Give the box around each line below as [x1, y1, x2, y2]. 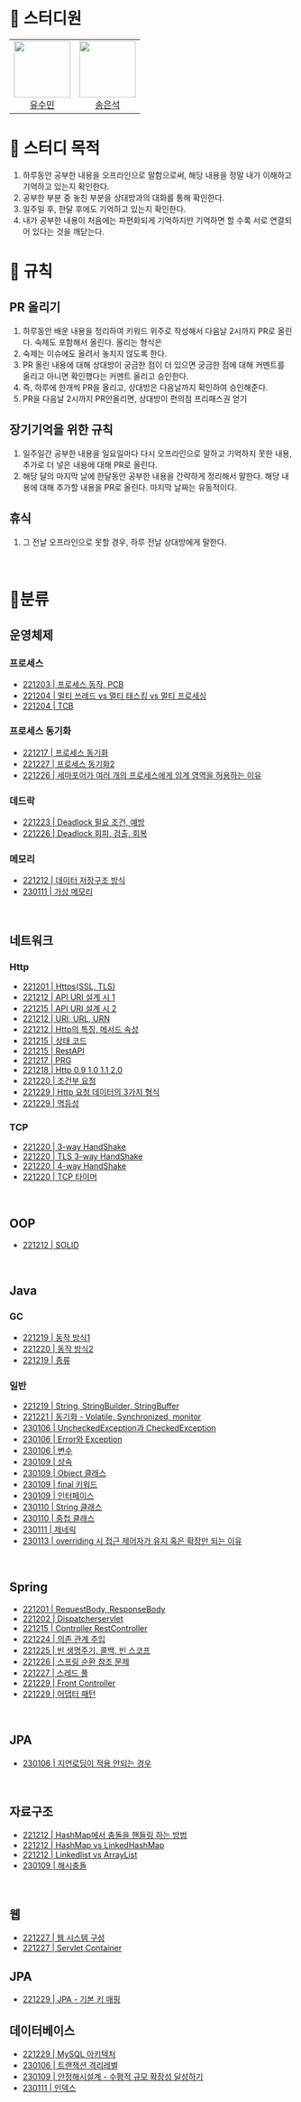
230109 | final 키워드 [22, 1479, 98, 1490]
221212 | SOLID [22, 1239, 79, 1251]
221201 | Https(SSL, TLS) [22, 981, 115, 992]
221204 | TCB [22, 701, 74, 712]
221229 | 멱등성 [22, 1098, 79, 1108]
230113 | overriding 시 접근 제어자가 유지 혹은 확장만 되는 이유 [22, 1536, 242, 1546]
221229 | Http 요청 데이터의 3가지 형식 [22, 1086, 160, 1098]
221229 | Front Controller [22, 1677, 116, 1688]
